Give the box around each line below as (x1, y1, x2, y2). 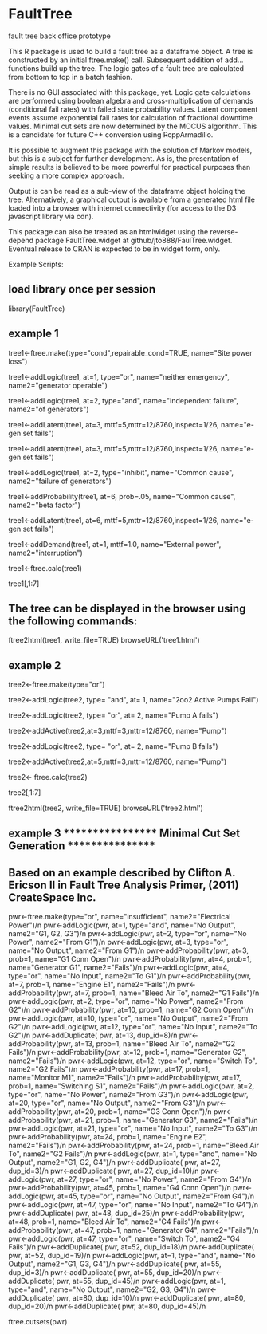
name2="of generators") (8, 404, 89, 414)
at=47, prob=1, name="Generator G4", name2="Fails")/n (74, 1226, 259, 1235)
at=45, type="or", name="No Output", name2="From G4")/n (57, 1191, 255, 1201)
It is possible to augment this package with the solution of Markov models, (8, 145, 253, 155)
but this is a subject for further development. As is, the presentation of (8, 153, 239, 163)
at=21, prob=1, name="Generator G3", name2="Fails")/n (74, 1116, 258, 1125)
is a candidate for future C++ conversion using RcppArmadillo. (8, 129, 214, 140)
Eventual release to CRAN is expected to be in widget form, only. (8, 244, 221, 254)
